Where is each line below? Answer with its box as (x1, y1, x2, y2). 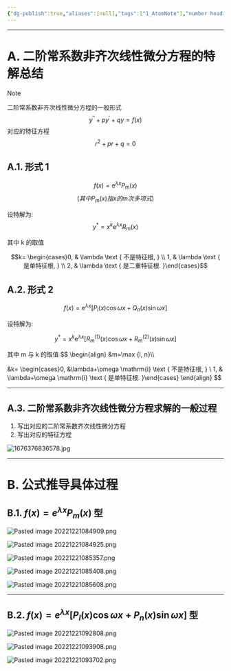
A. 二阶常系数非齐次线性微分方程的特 (7, 48, 216, 64)
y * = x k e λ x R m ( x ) (92, 221, 139, 232)
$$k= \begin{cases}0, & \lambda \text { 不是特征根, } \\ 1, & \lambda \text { (10, 253, 221, 261)
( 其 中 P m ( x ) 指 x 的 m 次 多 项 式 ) (76, 194, 155, 204)
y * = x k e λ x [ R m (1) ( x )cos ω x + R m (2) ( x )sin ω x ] (54, 333, 177, 345)
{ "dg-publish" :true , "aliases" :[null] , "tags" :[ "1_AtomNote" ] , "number (7, 10, 208, 17)
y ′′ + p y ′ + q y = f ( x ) (89, 114, 142, 124)
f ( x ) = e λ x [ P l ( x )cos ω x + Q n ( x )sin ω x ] (63, 303, 168, 314)
